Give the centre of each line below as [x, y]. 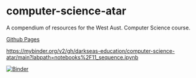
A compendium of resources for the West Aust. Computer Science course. [98, 28]
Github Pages [23, 39]
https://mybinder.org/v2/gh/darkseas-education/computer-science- [91, 51]
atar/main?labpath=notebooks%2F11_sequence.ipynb [72, 57]
